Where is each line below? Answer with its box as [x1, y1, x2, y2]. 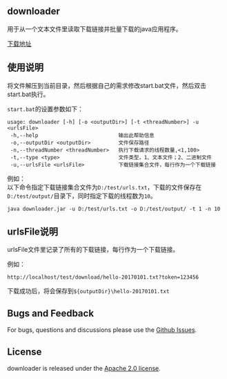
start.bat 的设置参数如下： [7, 104, 84, 113]
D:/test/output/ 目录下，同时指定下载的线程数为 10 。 [7, 192, 157, 200]
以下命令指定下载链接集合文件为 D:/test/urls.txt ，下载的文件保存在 [7, 183, 202, 191]
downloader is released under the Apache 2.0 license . [7, 364, 161, 373]
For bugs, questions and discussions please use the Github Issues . [7, 326, 197, 334]
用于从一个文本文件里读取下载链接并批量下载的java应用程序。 [7, 24, 182, 33]
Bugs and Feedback [7, 307, 95, 319]
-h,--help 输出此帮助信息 [10, 131, 155, 139]
